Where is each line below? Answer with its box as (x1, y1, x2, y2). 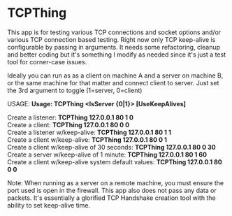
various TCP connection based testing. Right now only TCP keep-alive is (7, 35, 216, 43)
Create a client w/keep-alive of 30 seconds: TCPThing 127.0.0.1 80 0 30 (7, 143, 216, 151)
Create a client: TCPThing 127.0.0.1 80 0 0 (7, 120, 130, 129)
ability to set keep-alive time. (7, 201, 91, 209)
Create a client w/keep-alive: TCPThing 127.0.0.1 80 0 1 (7, 135, 168, 144)
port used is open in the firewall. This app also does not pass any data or (7, 186, 217, 194)
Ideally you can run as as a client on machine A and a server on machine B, (7, 71, 224, 80)
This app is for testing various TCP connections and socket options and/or (7, 28, 222, 36)
